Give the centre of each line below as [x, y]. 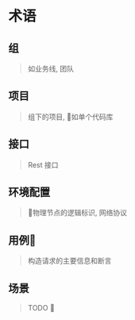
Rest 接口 [43, 164]
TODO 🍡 [41, 308]
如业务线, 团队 [50, 69]
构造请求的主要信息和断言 [69, 261]
